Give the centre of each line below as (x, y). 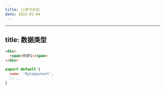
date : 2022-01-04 (23, 14)
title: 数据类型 (26, 40)
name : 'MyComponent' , (32, 74)
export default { (23, 69)
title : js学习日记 (23, 10)
